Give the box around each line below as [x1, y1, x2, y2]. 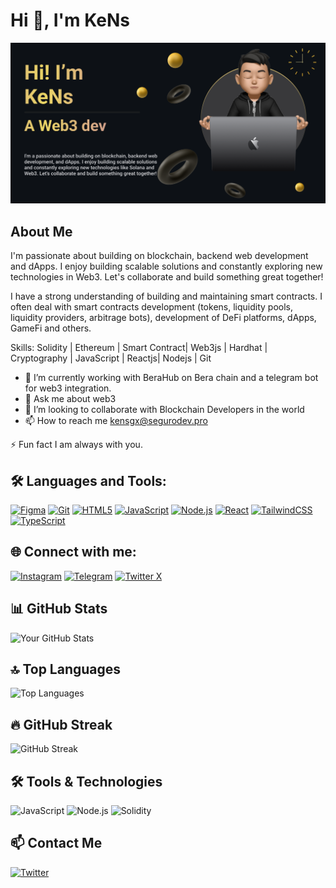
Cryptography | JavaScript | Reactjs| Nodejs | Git [10, 352, 212, 364]
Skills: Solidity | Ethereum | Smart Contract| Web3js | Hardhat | [10, 342, 268, 354]
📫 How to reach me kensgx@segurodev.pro [24, 415, 208, 427]
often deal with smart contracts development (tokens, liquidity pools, [10, 301, 293, 313]
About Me [10, 223, 73, 240]
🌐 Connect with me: [10, 544, 137, 561]
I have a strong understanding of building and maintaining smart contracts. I [10, 290, 323, 303]
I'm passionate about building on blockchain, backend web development [10, 250, 309, 262]
